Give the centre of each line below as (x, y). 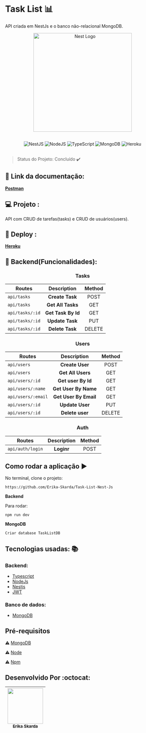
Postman (15, 188)
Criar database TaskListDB (33, 533)
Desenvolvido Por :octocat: (48, 677)
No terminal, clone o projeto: (34, 478)
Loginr (62, 449)
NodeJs (20, 581)
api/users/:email (28, 397)
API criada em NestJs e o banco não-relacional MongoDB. (64, 26)
